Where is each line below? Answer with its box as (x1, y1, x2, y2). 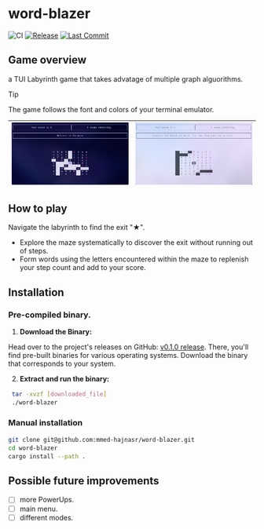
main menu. (19, 504, 58, 513)
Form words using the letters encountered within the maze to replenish (19, 254, 249, 264)
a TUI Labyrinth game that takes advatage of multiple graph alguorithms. (8, 74, 244, 83)
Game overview (8, 53, 87, 67)
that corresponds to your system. (8, 359, 116, 368)
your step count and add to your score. (19, 263, 147, 272)
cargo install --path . (8, 452, 86, 460)
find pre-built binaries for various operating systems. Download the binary (8, 350, 248, 359)
